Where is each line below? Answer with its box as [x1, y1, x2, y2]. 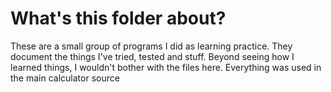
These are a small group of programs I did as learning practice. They [10, 40, 293, 52]
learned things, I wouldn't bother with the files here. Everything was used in [10, 61, 322, 73]
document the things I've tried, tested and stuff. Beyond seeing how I [10, 50, 295, 62]
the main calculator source [10, 72, 120, 84]
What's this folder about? [10, 7, 227, 30]
